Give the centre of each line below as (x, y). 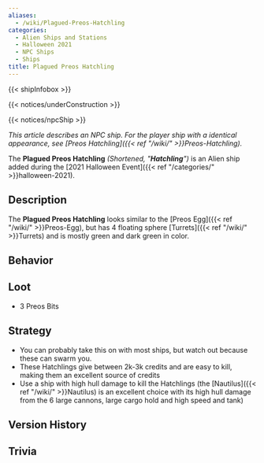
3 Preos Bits (39, 306)
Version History (47, 425)
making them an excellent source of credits (89, 375)
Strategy (30, 331)
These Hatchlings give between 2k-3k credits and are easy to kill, (126, 366)
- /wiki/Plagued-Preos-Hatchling (70, 23)
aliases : (22, 15)
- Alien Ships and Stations (61, 37)
